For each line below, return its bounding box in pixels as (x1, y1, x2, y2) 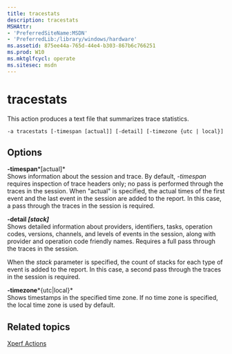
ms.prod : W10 (7, 49, 45, 56)
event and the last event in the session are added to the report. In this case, (7, 195, 222, 203)
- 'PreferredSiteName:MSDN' (7, 29, 88, 37)
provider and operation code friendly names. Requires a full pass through (7, 237, 216, 246)
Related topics (7, 321, 70, 333)
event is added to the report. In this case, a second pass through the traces (7, 265, 222, 274)
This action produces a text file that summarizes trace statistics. (7, 114, 189, 123)
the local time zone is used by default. (7, 301, 115, 309)
